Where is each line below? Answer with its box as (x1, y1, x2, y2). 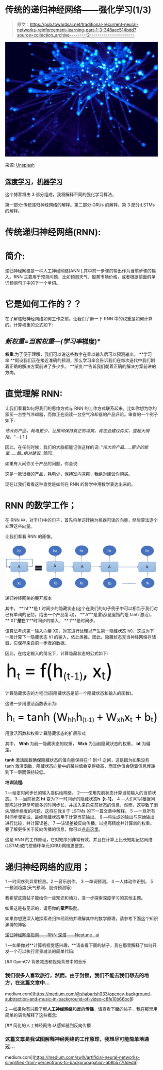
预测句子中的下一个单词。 (9, 280, 61, 286)
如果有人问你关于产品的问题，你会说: (5, 460, 79, 466)
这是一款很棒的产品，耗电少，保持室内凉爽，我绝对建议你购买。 (5, 471, 132, 477)
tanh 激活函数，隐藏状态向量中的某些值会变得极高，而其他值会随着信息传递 (5, 763, 155, 769)
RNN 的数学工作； (5, 500, 77, 511)
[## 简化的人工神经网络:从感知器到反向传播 (5, 1022, 91, 1028)
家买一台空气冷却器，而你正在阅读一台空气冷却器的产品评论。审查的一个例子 (5, 411, 158, 417)
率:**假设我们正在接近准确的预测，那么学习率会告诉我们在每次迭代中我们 (5, 357, 151, 363)
